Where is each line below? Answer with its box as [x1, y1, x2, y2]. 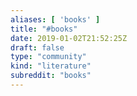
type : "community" [10, 52, 87, 62]
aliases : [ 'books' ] [10, 14, 101, 25]
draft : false [10, 42, 65, 53]
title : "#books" [10, 24, 78, 34]
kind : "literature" [10, 61, 92, 71]
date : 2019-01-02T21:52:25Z [10, 33, 128, 43]
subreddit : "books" [10, 71, 92, 81]
